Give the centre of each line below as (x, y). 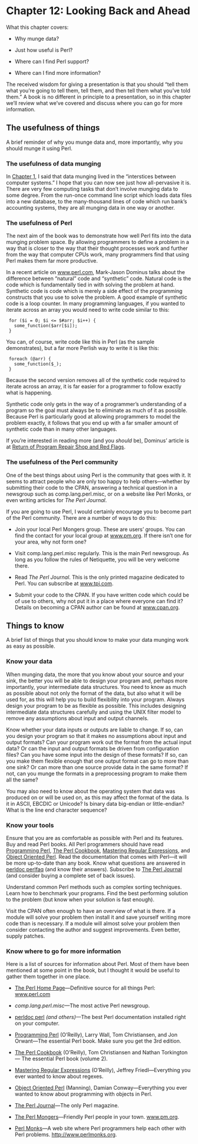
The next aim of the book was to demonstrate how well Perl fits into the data (99, 236)
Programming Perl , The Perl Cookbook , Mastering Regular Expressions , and (98, 850)
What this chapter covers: (37, 27)
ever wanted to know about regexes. (59, 1076)
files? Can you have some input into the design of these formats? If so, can (97, 754)
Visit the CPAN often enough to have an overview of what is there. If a (91, 911)
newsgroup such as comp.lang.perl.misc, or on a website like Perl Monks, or (99, 494)
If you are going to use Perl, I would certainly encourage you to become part (99, 512)
